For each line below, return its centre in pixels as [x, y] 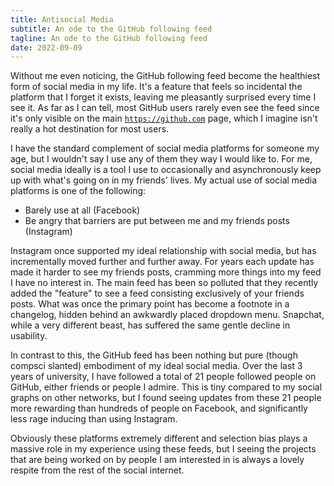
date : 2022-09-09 [46, 47]
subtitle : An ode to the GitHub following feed [111, 29]
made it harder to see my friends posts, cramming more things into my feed [166, 272]
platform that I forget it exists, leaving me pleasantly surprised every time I [163, 97]
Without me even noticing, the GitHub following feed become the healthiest [165, 76]
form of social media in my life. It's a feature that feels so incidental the [156, 87]
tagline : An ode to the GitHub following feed [109, 38]
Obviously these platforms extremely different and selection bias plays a [159, 438]
